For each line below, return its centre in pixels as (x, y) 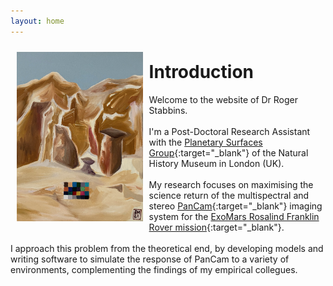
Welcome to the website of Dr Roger (223, 99)
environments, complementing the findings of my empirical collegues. (154, 269)
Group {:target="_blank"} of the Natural (228, 152)
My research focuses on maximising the (231, 184)
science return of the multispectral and (229, 195)
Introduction (201, 71)
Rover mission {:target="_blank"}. (216, 227)
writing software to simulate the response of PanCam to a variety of (150, 259)
